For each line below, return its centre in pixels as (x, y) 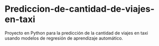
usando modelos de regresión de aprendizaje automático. (64, 38)
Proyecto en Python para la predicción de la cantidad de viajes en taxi (76, 33)
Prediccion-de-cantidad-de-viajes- (80, 9)
